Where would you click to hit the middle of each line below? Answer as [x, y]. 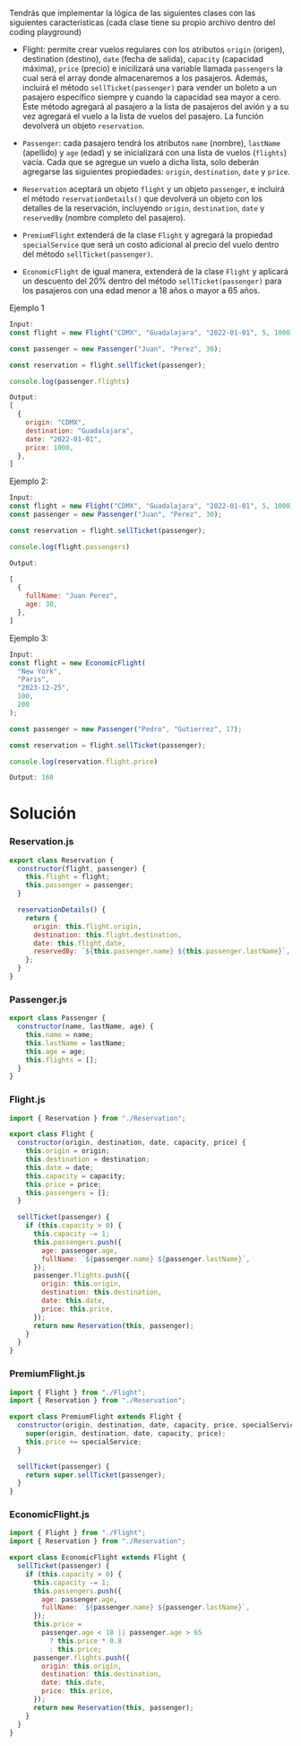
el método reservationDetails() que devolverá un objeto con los [142, 198]
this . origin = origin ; [68, 1151]
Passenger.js [38, 1000]
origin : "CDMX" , [56, 423]
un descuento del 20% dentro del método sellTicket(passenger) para [152, 281]
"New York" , [40, 671]
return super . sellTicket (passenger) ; [96, 1475]
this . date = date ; [60, 1167]
